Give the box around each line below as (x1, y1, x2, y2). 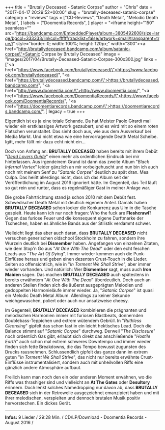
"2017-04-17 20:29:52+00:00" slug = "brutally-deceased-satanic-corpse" (5, 9, 156, 15)
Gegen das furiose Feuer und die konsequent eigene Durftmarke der (5, 215, 144, 221)
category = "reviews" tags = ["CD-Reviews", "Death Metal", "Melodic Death (5, 15, 158, 20)
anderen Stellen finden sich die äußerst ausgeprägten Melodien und (5, 282, 143, 288)
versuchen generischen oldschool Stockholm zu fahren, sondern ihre (5, 235, 145, 241)
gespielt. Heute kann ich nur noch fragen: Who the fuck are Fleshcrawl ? (5, 210, 152, 215)
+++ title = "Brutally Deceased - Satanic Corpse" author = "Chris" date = (5, 4, 153, 10)
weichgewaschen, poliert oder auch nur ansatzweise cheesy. (5, 298, 129, 303)
